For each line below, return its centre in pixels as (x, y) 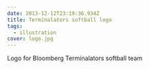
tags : (15, 26)
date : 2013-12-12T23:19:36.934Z (53, 13)
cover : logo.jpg (30, 39)
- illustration (35, 32)
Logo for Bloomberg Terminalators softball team (75, 58)
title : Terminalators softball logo (59, 20)
